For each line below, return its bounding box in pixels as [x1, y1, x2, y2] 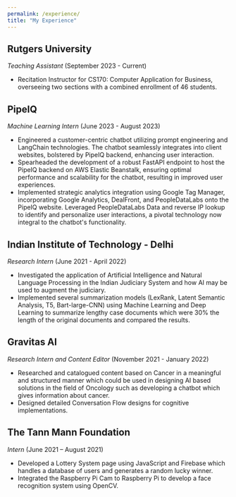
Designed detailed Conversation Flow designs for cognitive [17, 398, 190, 407]
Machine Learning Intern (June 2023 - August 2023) [7, 122, 161, 130]
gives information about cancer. [17, 391, 111, 399]
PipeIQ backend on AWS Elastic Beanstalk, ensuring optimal [17, 166, 192, 174]
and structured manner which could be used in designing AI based [17, 376, 211, 384]
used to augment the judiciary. [17, 286, 106, 294]
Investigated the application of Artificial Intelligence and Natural [17, 271, 202, 279]
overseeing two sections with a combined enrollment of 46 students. [17, 82, 217, 92]
